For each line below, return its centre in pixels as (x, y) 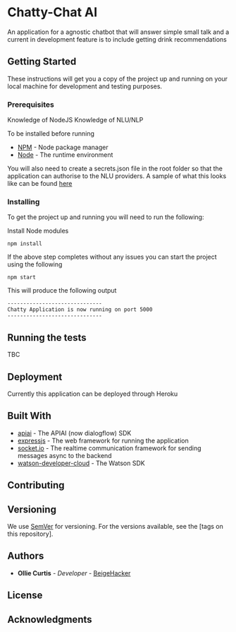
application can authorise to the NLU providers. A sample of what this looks (117, 176)
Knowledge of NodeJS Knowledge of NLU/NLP (75, 120)
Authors (26, 556)
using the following (35, 264)
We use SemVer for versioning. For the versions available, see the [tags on (115, 526)
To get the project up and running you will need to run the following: (106, 217)
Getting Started (42, 62)
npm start (22, 277)
